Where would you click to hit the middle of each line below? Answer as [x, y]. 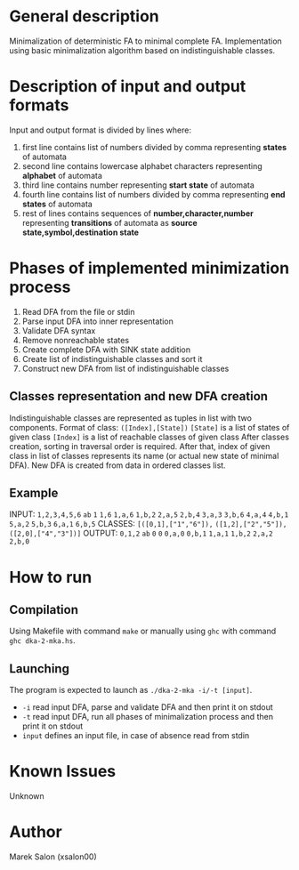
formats [39, 105]
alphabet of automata [62, 175]
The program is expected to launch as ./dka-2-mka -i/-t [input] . [131, 690]
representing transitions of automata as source [109, 222]
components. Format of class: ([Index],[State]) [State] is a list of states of [149, 427]
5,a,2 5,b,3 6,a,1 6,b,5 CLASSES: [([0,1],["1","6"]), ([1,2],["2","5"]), [148, 524]
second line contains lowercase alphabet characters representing [142, 165]
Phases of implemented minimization [149, 268]
